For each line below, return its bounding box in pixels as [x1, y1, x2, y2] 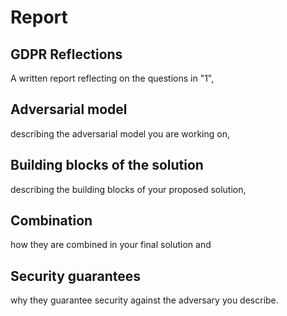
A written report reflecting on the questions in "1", [10, 72, 215, 84]
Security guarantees [10, 267, 142, 285]
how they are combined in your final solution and [10, 239, 212, 251]
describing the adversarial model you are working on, [10, 127, 230, 140]
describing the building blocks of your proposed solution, [10, 183, 247, 195]
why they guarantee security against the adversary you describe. [10, 294, 279, 306]
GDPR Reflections [10, 46, 123, 63]
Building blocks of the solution [10, 157, 204, 174]
